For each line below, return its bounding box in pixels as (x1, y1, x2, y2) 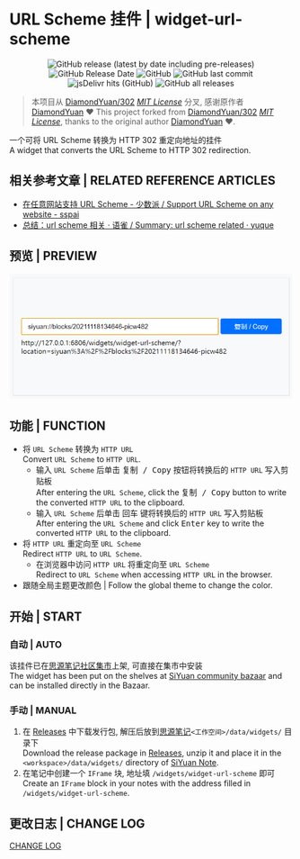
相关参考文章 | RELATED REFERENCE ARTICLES (9, 173, 276, 188)
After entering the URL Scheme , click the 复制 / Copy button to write (35, 487, 287, 498)
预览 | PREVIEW (9, 249, 98, 264)
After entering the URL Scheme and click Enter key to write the (35, 518, 265, 529)
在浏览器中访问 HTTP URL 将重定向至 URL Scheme (35, 559, 210, 570)
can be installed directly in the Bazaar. (9, 680, 151, 691)
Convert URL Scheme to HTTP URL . (22, 454, 141, 465)
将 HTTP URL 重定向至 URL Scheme (22, 538, 142, 549)
